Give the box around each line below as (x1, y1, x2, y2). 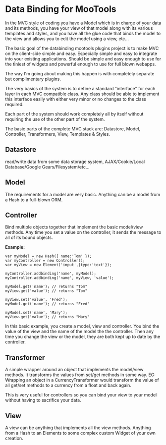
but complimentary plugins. (5, 76, 61, 82)
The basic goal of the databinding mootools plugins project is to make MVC (5, 45, 159, 51)
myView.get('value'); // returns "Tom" (5, 288, 88, 293)
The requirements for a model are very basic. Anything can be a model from (5, 191, 160, 197)
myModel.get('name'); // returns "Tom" (5, 284, 88, 289)
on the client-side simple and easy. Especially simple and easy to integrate (5, 51, 158, 56)
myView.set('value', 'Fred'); (5, 297, 68, 302)
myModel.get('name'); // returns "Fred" (5, 301, 90, 307)
